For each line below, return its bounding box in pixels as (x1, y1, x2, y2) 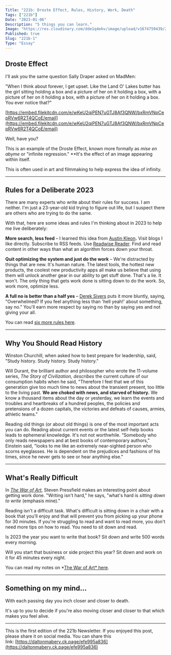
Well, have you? (5, 135, 39, 142)
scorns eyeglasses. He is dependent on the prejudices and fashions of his (5, 448, 160, 455)
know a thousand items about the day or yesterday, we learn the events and (5, 395, 164, 401)
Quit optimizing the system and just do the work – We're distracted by (5, 256, 155, 262)
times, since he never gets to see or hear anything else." (5, 454, 124, 460)
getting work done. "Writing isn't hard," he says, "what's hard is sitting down (5, 493, 165, 498)
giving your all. (5, 310, 37, 316)
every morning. (5, 540, 37, 545)
